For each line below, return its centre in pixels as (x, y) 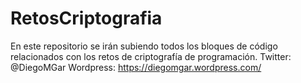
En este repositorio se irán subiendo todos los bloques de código (144, 46)
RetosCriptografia (86, 18)
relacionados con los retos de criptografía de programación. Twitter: (151, 56)
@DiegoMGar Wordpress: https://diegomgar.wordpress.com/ (136, 67)
